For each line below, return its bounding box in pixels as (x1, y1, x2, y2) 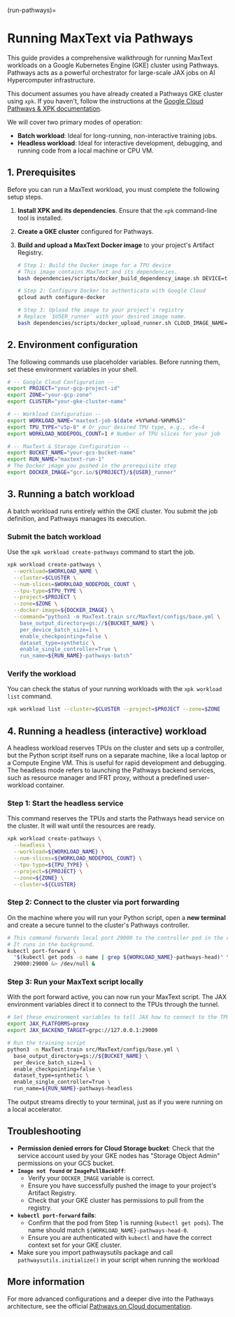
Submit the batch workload (7, 531, 101, 541)
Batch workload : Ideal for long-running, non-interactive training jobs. (17, 131, 218, 139)
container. (36, 781, 65, 790)
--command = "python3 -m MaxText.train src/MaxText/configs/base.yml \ (13, 613, 220, 620)
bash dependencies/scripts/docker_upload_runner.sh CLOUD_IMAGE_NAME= (17, 319, 228, 326)
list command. (7, 692, 52, 701)
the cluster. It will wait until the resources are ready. (7, 822, 156, 830)
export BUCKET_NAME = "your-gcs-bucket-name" (7, 450, 136, 457)
